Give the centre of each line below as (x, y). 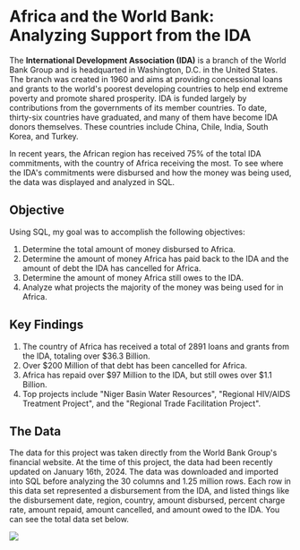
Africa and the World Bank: (112, 17)
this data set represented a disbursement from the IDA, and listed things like (149, 491)
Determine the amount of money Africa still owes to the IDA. (133, 277)
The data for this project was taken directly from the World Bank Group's (143, 453)
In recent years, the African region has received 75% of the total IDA (135, 153)
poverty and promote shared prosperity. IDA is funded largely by (128, 98)
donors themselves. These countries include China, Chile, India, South (139, 126)
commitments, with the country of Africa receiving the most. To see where (146, 163)
